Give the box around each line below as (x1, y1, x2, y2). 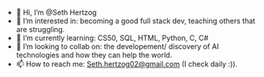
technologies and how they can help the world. (15, 51, 173, 59)
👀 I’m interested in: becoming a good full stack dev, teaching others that (15, 16, 256, 26)
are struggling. (15, 25, 65, 34)
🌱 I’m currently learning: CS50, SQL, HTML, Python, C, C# (15, 33, 209, 43)
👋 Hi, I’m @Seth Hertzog (15, 8, 97, 17)
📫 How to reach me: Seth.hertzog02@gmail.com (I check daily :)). (15, 59, 238, 68)
